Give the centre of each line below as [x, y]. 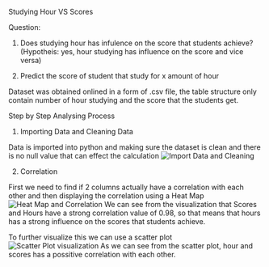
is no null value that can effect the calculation [84, 156]
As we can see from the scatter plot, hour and [177, 246]
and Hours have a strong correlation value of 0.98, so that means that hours [134, 213]
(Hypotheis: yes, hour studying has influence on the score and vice [132, 51]
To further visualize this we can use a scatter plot [90, 237]
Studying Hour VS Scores [51, 12]
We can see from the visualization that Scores [180, 204]
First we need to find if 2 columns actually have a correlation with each [126, 187]
